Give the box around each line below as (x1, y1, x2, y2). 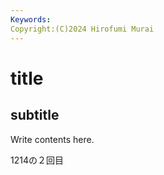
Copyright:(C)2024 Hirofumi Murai (10, 24, 155, 34)
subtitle (10, 107, 60, 124)
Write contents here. (10, 133, 95, 145)
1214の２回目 (10, 154, 64, 166)
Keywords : (10, 14, 52, 25)
